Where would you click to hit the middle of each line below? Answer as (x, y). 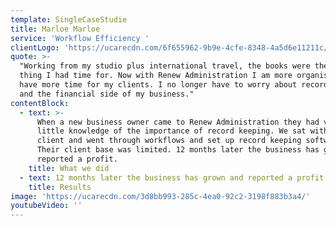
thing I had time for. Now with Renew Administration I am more (156, 76)
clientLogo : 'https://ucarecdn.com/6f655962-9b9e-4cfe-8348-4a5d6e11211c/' (171, 47)
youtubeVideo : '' (46, 206)
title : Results (60, 187)
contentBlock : (40, 103)
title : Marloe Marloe (55, 29)
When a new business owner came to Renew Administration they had (178, 122)
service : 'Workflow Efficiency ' (80, 38)
